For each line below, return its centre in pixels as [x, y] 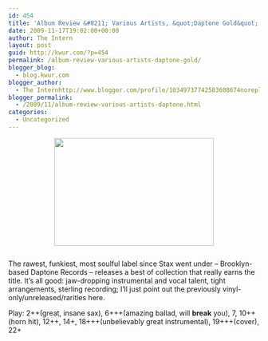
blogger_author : [35, 82]
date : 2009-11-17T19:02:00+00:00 [64, 30]
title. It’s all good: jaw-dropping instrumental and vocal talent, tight [117, 280]
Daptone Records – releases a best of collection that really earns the [143, 272]
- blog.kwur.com [42, 75]
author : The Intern [41, 38]
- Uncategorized [42, 120]
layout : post [30, 46]
